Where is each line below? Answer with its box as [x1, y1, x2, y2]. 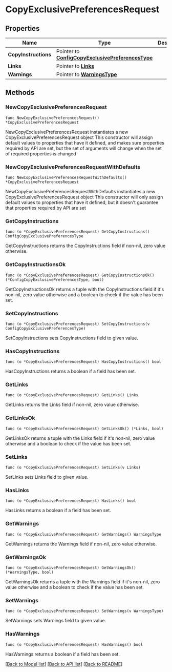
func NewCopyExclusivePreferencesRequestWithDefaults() [5, 175, 127, 180]
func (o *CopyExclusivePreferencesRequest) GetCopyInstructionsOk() [5, 273, 155, 278]
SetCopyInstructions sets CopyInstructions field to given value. [5, 335, 138, 341]
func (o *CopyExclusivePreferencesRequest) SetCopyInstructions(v [5, 321, 150, 327]
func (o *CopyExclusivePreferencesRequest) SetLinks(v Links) [5, 465, 141, 470]
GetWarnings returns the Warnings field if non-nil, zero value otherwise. [5, 541, 157, 547]
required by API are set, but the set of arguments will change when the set [5, 145, 162, 151]
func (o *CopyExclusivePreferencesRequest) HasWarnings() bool [5, 642, 143, 647]
